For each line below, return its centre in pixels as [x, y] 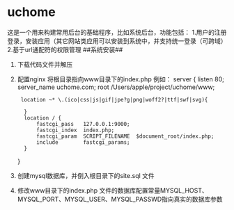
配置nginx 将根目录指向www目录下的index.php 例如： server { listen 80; [120, 79]
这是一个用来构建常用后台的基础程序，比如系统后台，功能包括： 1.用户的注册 [117, 32]
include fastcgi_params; [83, 142]
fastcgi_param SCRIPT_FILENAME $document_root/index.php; [125, 136]
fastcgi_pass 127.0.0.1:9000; [83, 124]
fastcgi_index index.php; [75, 130]
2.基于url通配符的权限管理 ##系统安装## [65, 49]
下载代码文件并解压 [45, 64]
